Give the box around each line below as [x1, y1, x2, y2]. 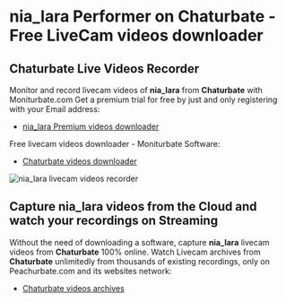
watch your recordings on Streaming [9, 213, 218, 229]
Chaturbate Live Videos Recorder [9, 61, 200, 76]
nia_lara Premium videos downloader [22, 121, 160, 132]
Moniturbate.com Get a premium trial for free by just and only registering [9, 94, 278, 105]
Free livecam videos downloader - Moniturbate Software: [9, 139, 221, 149]
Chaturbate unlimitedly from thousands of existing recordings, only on [9, 255, 271, 266]
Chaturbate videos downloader [22, 156, 137, 167]
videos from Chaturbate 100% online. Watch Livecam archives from [9, 246, 262, 257]
